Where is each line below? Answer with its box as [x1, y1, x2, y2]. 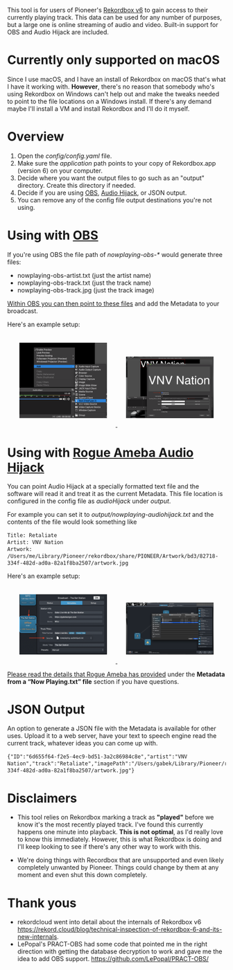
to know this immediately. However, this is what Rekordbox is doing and [17, 835, 222, 844]
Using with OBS [7, 228, 98, 243]
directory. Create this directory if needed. [17, 181, 136, 189]
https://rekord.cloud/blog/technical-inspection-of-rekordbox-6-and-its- [17, 925, 223, 934]
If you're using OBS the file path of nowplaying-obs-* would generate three [7, 250, 223, 258]
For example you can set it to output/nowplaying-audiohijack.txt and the [7, 511, 214, 519]
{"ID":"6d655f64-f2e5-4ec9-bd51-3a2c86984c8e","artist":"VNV [7, 753, 188, 761]
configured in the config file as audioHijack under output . [7, 497, 171, 505]
